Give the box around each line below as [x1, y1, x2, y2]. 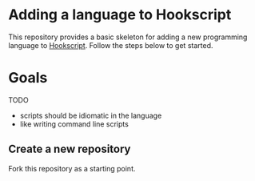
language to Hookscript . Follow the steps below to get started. [8, 40, 213, 50]
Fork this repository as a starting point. [8, 163, 136, 173]
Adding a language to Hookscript [8, 6, 232, 24]
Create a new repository [8, 143, 131, 156]
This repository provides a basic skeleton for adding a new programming [8, 32, 248, 42]
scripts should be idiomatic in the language [19, 111, 162, 120]
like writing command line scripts [19, 119, 129, 129]
